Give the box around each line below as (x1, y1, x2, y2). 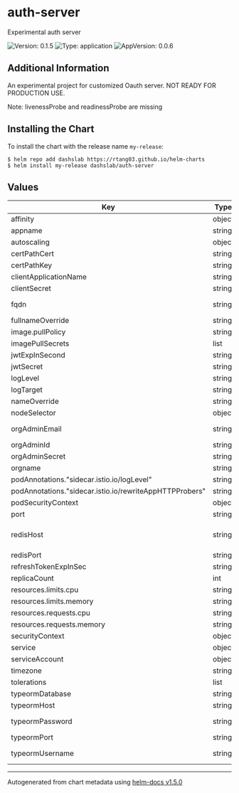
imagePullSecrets (11, 339, 70, 348)
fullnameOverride (11, 316, 70, 326)
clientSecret (11, 284, 51, 294)
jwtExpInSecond (11, 350, 65, 360)
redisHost (11, 530, 44, 540)
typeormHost (11, 701, 55, 710)
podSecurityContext (11, 498, 79, 508)
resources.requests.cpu (11, 608, 90, 618)
